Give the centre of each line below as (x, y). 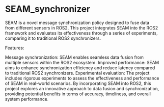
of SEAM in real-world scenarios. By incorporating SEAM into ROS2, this (78, 83)
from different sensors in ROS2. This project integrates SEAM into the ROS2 (82, 27)
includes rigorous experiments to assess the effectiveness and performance (82, 78)
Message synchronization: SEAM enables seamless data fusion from (74, 57)
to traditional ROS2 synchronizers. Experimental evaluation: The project (77, 73)
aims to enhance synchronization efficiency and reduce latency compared (80, 68)
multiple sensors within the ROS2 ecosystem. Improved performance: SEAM (82, 62)
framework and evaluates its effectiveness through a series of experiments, (82, 33)
